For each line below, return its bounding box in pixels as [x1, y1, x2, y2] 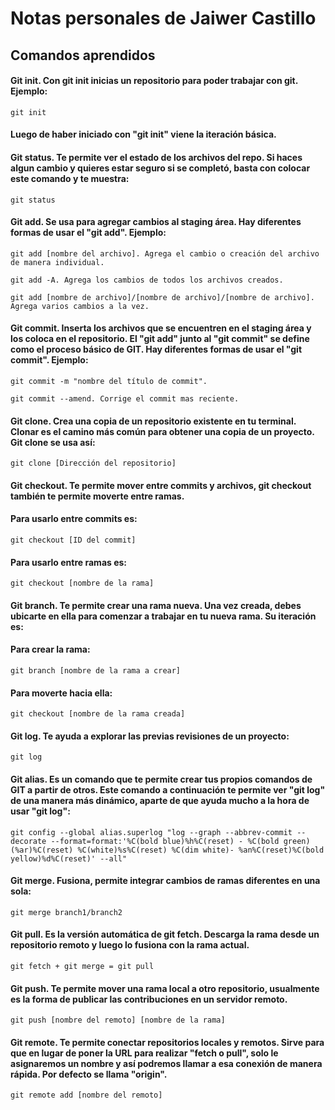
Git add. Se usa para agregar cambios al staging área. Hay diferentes [10, 216, 302, 228]
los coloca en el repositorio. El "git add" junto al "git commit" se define [10, 333, 310, 345]
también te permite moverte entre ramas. [10, 490, 185, 502]
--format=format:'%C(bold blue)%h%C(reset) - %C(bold [50, 836, 280, 846]
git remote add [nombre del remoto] [10, 1090, 163, 1101]
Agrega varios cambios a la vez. [10, 301, 150, 311]
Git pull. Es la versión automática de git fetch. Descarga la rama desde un [10, 928, 320, 941]
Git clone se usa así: [10, 436, 96, 448]
